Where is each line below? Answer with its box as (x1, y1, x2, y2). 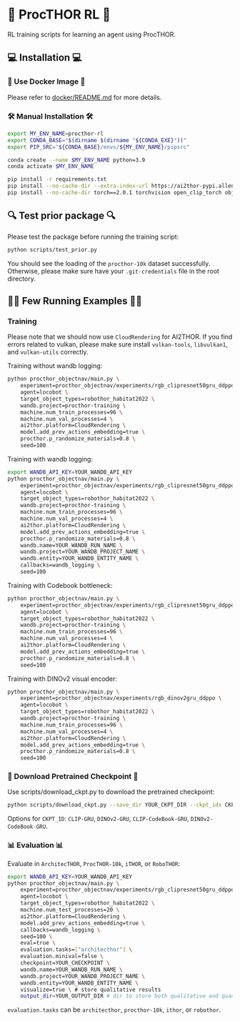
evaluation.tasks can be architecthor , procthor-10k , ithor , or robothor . (7, 1005, 221, 1014)
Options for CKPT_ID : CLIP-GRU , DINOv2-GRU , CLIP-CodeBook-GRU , (7, 815, 189, 823)
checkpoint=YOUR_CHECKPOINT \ (20, 960, 111, 967)
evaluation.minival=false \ (20, 953, 104, 960)
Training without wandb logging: (7, 362, 103, 370)
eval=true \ (20, 940, 56, 947)
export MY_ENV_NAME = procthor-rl (7, 130, 104, 137)
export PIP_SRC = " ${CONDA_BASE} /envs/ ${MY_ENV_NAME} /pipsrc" (7, 143, 191, 151)
